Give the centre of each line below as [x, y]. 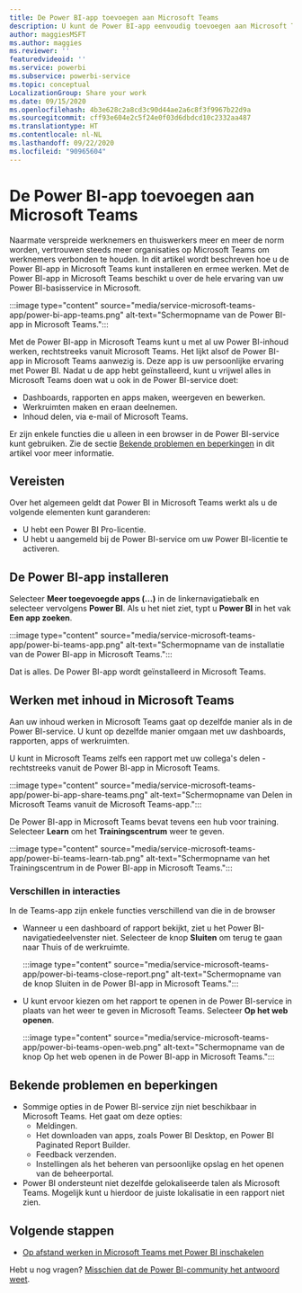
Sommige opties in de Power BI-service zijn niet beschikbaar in [139, 1107]
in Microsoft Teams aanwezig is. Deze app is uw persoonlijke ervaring [155, 361]
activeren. [41, 548]
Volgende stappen [62, 1231]
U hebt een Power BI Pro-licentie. [84, 530]
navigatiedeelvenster [61, 938]
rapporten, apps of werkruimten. [70, 741]
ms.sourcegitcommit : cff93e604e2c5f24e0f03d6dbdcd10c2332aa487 [130, 118]
